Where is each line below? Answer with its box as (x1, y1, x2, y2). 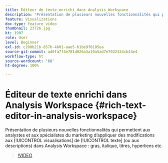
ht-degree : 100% (5, 63, 39, 68)
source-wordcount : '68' (5, 58, 55, 63)
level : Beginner (5, 40, 39, 45)
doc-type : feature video (5, 21, 57, 26)
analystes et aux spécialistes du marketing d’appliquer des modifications (5, 132, 155, 138)
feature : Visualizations (5, 16, 57, 21)
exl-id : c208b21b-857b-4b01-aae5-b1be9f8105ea (5, 44, 104, 49)
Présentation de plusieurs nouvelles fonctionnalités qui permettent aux (5, 127, 151, 133)
